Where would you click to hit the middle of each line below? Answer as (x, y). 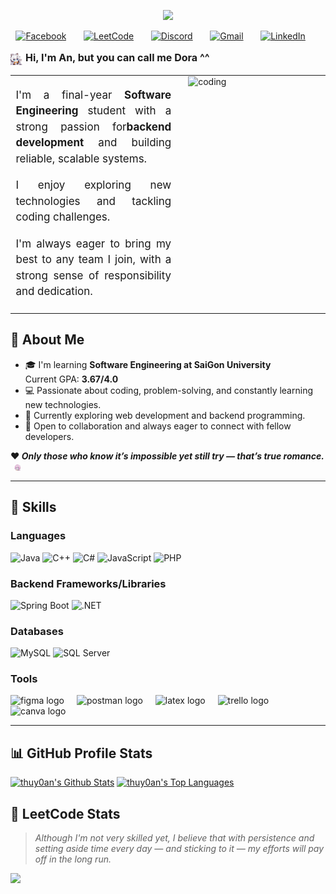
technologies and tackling (93, 201)
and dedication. (54, 292)
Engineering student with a (93, 111)
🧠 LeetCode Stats (65, 813)
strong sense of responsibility (93, 275)
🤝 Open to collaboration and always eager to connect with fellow (158, 426)
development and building (93, 143)
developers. (49, 436)
